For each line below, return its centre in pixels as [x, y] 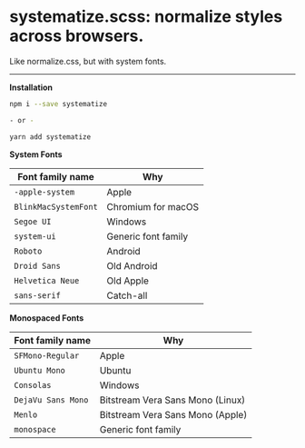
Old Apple [128, 281]
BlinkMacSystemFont [56, 207]
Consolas [33, 385]
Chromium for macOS [153, 206]
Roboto [28, 251]
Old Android [132, 265]
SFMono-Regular [47, 355]
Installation [31, 87]
